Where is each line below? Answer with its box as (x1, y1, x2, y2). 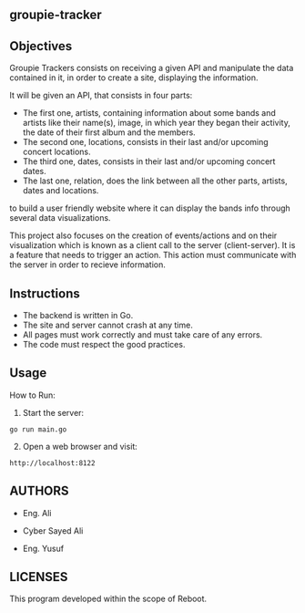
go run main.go (9, 424, 67, 434)
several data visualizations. (9, 213, 111, 223)
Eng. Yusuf (22, 543, 65, 554)
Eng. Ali (22, 507, 52, 518)
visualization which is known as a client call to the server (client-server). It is (9, 240, 296, 251)
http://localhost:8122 (9, 458, 96, 468)
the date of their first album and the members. (22, 127, 196, 138)
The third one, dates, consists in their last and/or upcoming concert (22, 156, 276, 167)
